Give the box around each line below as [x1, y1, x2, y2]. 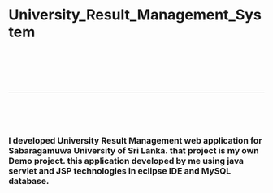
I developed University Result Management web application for [8, 135, 262, 147]
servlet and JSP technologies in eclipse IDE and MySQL [8, 165, 232, 177]
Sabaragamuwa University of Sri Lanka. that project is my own [8, 145, 260, 157]
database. [8, 176, 50, 187]
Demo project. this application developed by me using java [8, 156, 245, 167]
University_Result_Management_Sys [8, 6, 262, 24]
